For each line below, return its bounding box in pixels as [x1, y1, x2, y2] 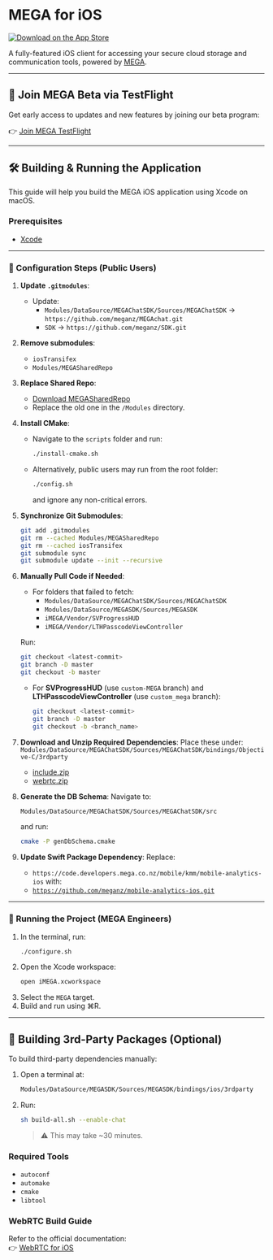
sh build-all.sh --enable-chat [19, 1116, 127, 1124]
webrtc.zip [32, 776, 69, 785]
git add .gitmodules [19, 526, 90, 534]
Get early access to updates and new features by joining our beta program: [8, 110, 260, 119]
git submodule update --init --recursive [19, 557, 163, 565]
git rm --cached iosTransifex [19, 541, 123, 550]
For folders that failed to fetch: [32, 587, 134, 597]
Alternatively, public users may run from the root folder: [32, 465, 219, 475]
